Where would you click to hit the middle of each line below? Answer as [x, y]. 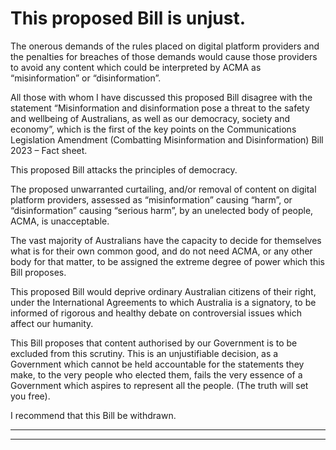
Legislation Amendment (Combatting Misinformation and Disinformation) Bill [167, 139]
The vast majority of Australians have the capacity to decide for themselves [166, 240]
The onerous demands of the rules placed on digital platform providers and [165, 46]
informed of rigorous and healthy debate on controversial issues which [156, 313]
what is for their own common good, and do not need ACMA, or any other [161, 251]
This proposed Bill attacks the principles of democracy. [124, 169]
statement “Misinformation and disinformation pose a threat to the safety [160, 108]
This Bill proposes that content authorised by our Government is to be [154, 343]
